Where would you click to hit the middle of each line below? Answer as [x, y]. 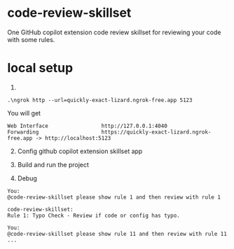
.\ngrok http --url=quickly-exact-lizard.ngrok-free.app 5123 [100, 100]
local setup [40, 68]
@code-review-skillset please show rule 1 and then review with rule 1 [114, 197]
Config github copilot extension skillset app [80, 151]
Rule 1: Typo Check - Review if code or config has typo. [94, 215]
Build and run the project [53, 164]
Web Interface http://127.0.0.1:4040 [88, 126]
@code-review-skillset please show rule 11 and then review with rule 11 [117, 234]
